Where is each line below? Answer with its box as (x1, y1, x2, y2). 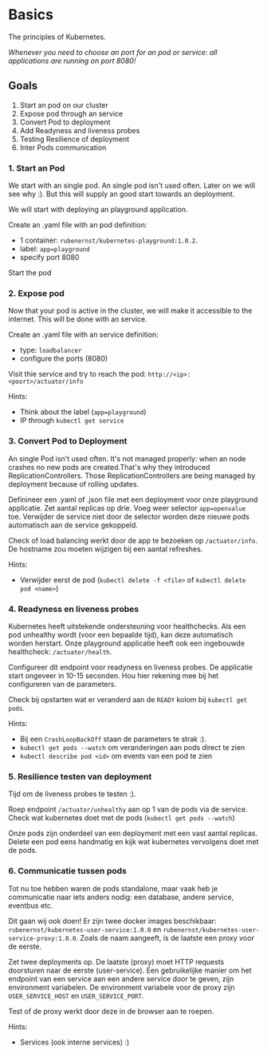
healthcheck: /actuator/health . (8, 646, 112, 656)
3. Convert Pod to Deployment (8, 436, 128, 447)
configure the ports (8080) (19, 353, 108, 364)
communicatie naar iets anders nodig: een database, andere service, (8, 892, 234, 902)
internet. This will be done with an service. (8, 314, 147, 324)
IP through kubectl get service (19, 416, 124, 425)
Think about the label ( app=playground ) (19, 407, 147, 416)
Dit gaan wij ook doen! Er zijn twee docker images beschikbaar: (8, 916, 217, 926)
